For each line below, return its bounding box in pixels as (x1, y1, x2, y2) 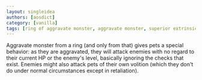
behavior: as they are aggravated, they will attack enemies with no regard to (6, 48, 194, 56)
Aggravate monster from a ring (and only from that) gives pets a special (6, 42, 184, 49)
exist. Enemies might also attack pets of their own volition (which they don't (6, 61, 194, 68)
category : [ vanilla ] (6, 20, 58, 26)
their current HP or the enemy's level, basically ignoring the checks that (6, 54, 184, 61)
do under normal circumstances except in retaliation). (6, 67, 139, 75)
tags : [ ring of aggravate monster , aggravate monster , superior (6, 25, 171, 32)
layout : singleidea (6, 8, 55, 15)
